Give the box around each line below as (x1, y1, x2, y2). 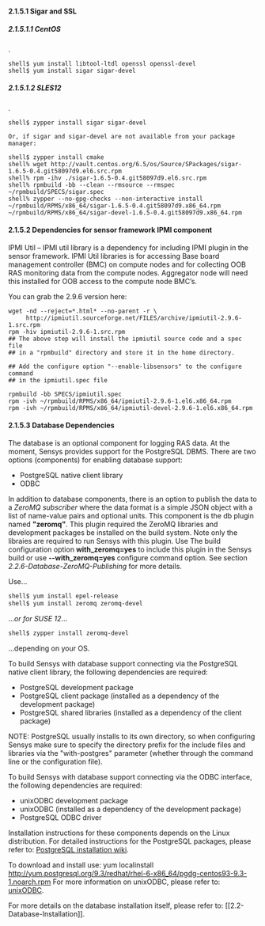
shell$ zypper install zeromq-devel (8, 629, 129, 637)
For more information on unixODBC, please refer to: (52, 877, 221, 886)
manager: (8, 139, 37, 147)
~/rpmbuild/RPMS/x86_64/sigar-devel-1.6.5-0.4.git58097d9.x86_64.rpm (8, 208, 243, 217)
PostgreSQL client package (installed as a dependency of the (19, 691, 220, 700)
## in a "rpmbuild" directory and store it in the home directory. (8, 348, 236, 356)
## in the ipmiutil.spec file (8, 376, 108, 384)
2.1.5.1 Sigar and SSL (8, 6, 78, 16)
